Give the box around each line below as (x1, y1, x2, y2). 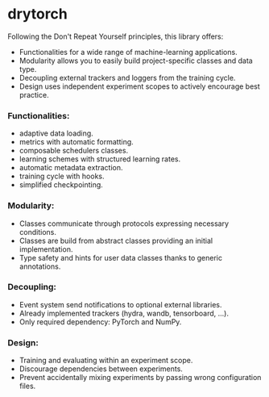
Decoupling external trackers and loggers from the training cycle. (19, 73, 236, 82)
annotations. (19, 261, 61, 271)
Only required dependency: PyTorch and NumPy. (19, 316, 182, 327)
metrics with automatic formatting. (19, 137, 134, 147)
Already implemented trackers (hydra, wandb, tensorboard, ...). (19, 308, 230, 318)
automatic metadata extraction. (19, 163, 123, 173)
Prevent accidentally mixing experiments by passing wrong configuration (19, 373, 262, 382)
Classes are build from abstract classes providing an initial (19, 236, 213, 245)
